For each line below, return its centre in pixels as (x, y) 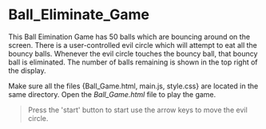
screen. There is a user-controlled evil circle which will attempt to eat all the (133, 45)
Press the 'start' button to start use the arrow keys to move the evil (137, 110)
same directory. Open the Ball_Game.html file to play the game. (112, 94)
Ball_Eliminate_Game (79, 15)
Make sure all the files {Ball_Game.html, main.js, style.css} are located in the (133, 86)
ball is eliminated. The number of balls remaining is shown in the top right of (133, 62)
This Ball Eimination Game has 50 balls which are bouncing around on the (129, 37)
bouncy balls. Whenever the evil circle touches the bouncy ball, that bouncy (133, 53)
